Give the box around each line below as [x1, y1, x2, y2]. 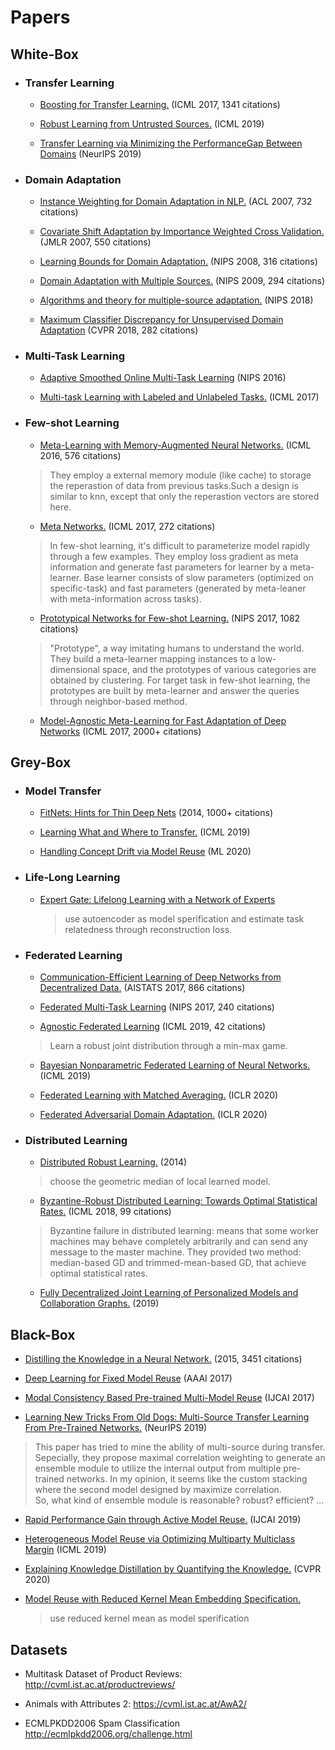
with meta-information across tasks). [49, 592, 202, 605]
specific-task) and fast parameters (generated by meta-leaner [49, 582, 307, 594]
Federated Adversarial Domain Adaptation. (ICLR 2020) [39, 1109, 268, 1121]
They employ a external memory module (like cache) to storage [49, 469, 312, 481]
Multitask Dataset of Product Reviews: [24, 1667, 183, 1680]
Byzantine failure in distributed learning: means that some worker [49, 1225, 319, 1237]
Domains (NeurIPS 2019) [39, 147, 142, 160]
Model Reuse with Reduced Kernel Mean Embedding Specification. [24, 1593, 302, 1605]
